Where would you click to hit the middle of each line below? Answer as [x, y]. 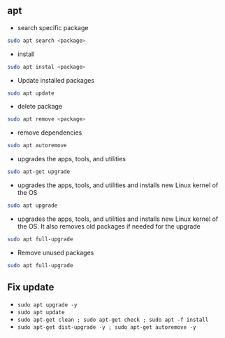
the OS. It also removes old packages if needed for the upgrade [109, 226]
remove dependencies [50, 133]
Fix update [31, 287]
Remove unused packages [56, 252]
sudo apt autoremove [37, 146]
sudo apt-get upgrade [39, 172]
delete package [40, 107]
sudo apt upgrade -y [47, 305]
